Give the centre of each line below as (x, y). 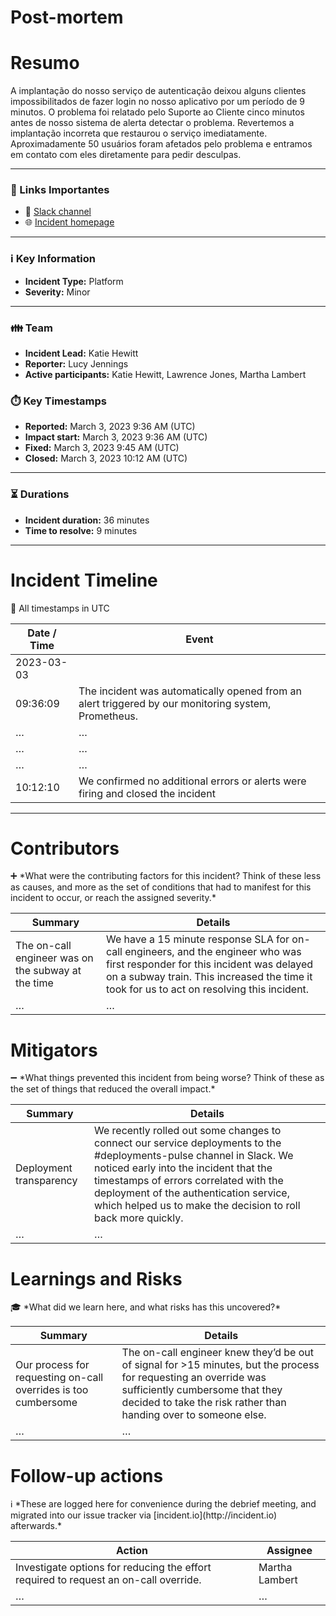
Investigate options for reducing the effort (113, 1568)
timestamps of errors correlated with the (188, 1181)
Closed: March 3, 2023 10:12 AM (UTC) (106, 458)
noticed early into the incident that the (183, 1168)
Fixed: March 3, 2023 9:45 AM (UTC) (102, 448)
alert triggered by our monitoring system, (175, 703)
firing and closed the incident (147, 793)
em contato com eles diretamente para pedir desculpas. (126, 155)
